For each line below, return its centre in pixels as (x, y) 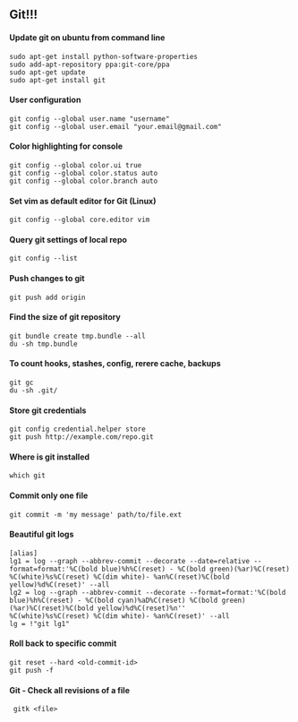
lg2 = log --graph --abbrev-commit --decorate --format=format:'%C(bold (148, 592)
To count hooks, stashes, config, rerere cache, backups (115, 364)
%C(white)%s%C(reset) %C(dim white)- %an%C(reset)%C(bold (119, 577)
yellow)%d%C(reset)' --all (60, 584)
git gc (21, 383)
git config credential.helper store (77, 429)
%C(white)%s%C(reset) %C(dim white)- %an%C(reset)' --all (119, 616)
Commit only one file (49, 495)
